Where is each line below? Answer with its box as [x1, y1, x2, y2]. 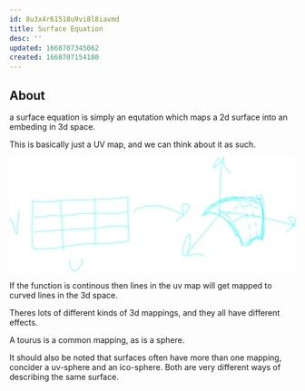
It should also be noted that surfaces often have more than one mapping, [9, 352, 282, 363]
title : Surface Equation [9, 24, 103, 34]
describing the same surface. [9, 371, 120, 382]
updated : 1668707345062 [9, 44, 100, 53]
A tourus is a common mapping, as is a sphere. [9, 334, 185, 345]
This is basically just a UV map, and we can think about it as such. [9, 139, 256, 150]
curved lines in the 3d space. [9, 289, 118, 300]
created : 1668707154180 [9, 53, 100, 63]
